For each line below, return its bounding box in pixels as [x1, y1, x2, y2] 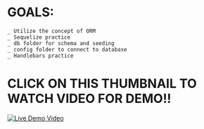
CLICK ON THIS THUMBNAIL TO [7, 75, 197, 92]
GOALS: [7, 4, 54, 20]
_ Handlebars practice [7, 52, 74, 59]
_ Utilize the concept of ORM [7, 27, 96, 35]
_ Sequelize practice [7, 33, 71, 41]
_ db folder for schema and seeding [7, 39, 115, 47]
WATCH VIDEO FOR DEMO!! [7, 91, 172, 106]
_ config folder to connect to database [7, 46, 128, 53]
